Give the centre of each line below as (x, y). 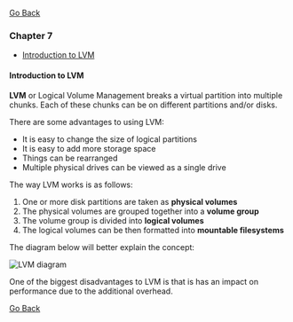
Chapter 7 (31, 35)
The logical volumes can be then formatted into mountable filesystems (153, 230)
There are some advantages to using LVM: (87, 122)
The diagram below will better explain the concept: (102, 247)
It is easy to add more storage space (89, 148)
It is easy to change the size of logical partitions (110, 139)
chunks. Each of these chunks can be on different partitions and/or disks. (143, 105)
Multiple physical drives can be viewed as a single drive (124, 167)
